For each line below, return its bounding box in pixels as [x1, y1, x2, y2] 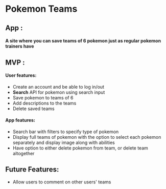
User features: [5, 72, 37, 78]
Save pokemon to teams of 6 [12, 94, 74, 100]
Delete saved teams [12, 106, 55, 112]
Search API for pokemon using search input [12, 89, 105, 95]
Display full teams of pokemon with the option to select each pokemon [12, 134, 161, 140]
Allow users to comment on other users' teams [12, 179, 111, 185]
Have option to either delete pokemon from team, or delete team [12, 144, 148, 151]
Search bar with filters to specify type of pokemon [12, 129, 119, 135]
